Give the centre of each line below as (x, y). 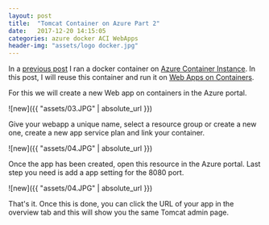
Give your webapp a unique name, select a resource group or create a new (132, 124)
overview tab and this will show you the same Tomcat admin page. (119, 212)
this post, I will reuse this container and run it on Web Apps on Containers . (131, 77)
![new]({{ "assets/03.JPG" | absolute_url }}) (81, 109)
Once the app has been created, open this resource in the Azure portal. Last (134, 164)
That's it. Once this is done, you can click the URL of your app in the (121, 204)
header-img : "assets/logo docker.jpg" (73, 46)
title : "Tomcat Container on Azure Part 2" (84, 23)
